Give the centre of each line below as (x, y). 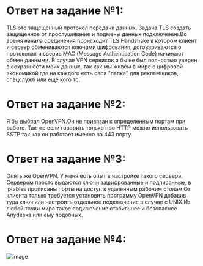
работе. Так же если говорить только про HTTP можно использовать (97, 127)
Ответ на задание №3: (66, 159)
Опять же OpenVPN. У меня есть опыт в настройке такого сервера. (95, 175)
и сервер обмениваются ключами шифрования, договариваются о (94, 47)
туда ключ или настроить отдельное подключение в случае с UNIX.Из (98, 202)
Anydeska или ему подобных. (45, 215)
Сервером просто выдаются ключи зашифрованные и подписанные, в (99, 182)
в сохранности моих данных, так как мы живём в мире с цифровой (95, 66)
